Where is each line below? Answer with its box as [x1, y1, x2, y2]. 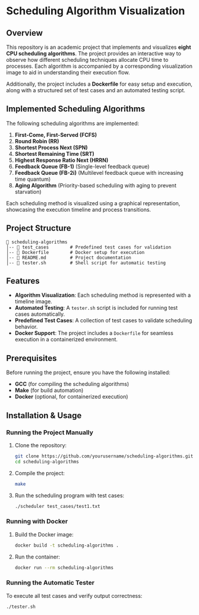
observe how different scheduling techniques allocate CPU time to [6, 57, 169, 63]
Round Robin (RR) [14, 137, 59, 145]
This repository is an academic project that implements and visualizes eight [6, 43, 191, 51]
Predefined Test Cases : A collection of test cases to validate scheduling [14, 317, 192, 324]
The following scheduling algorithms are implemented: [6, 120, 140, 127]
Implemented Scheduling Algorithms [6, 104, 146, 114]
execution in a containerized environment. [14, 336, 118, 343]
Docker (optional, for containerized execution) [14, 393, 129, 400]
